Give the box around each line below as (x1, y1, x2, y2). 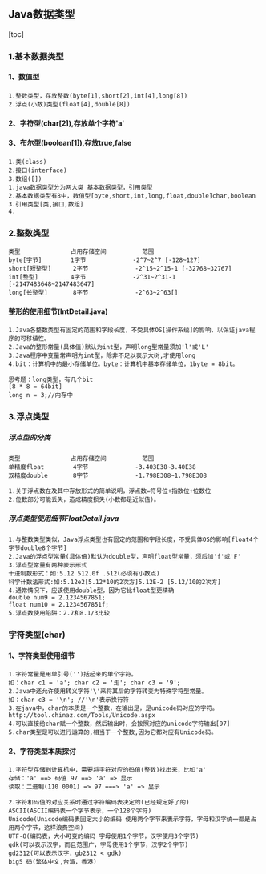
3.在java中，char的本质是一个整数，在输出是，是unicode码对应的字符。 (8, 704, 219, 712)
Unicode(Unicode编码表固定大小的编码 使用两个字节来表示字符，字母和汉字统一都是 (8, 816, 251, 824)
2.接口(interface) (8, 166, 67, 174)
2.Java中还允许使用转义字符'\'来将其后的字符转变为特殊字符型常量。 (8, 688, 208, 696)
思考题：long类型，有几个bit (8, 375, 94, 384)
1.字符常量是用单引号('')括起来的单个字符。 (8, 671, 138, 679)
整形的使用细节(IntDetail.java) (8, 307, 108, 316)
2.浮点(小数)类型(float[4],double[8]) (8, 100, 131, 108)
